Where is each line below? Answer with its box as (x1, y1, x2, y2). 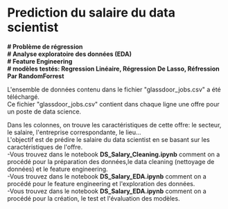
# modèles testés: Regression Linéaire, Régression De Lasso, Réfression (7, 64, 220, 73)
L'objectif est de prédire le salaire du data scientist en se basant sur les (7, 135, 210, 143)
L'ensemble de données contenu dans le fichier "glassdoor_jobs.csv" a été (7, 85, 222, 93)
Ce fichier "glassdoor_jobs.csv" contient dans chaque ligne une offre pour (7, 100, 220, 108)
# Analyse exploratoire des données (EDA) (7, 50, 132, 58)
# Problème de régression (7, 42, 83, 51)
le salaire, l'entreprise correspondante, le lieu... (7, 128, 141, 136)
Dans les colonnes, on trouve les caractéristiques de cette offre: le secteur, (7, 120, 222, 129)
